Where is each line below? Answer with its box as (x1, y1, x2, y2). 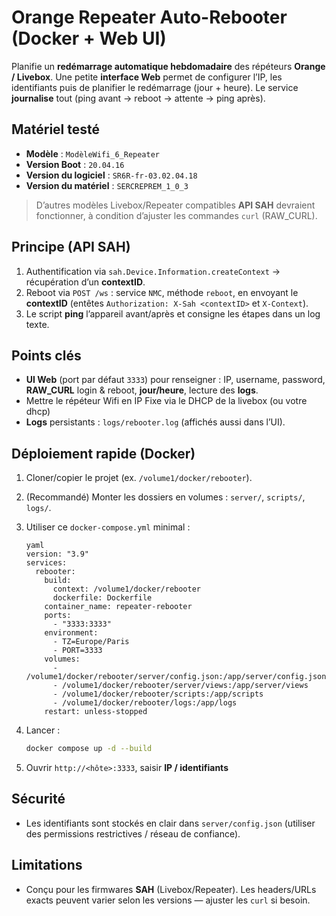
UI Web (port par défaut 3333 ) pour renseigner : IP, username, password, (25, 374, 326, 386)
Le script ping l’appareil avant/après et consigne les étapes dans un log (25, 307, 321, 320)
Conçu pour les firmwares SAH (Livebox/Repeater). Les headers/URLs (25, 883, 317, 895)
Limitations (11, 857, 83, 874)
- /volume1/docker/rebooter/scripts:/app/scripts (52, 689, 264, 700)
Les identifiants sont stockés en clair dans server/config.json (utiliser (25, 817, 316, 829)
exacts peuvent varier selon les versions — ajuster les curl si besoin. (25, 894, 311, 906)
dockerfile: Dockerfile (52, 593, 153, 603)
